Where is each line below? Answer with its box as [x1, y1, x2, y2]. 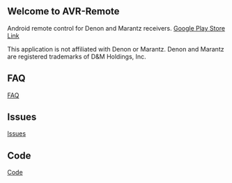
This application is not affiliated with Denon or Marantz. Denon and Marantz [7, 45, 224, 53]
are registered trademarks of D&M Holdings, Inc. [7, 52, 146, 61]
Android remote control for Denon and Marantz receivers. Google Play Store [7, 24, 225, 32]
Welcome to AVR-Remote [7, 6, 120, 17]
